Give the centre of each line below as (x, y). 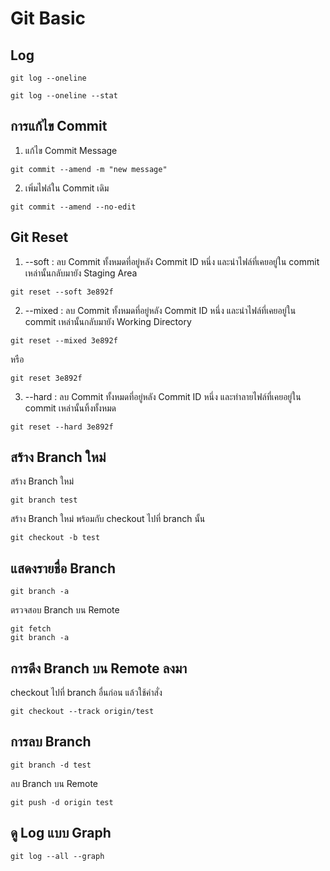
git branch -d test (51, 765)
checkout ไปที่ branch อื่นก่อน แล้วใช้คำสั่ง (86, 693)
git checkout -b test (55, 538)
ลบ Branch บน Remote (54, 783)
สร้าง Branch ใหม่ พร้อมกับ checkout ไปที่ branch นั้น (108, 519)
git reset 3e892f (46, 378)
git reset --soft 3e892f (62, 292)
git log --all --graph (57, 856)
